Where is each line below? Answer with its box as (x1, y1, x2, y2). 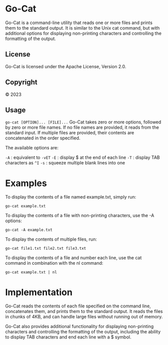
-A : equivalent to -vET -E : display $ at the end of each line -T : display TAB (5, 154, 160, 160)
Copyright (5, 78, 38, 87)
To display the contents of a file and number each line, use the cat (5, 255, 142, 261)
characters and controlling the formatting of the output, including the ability (5, 329, 161, 335)
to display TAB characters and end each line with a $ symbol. (5, 334, 132, 340)
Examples (5, 178, 47, 189)
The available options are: (5, 145, 59, 151)
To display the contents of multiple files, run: (5, 236, 97, 242)
